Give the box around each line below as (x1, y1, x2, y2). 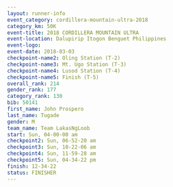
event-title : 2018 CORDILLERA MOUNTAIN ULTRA (7, 29, 139, 36)
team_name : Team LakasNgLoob (7, 125, 90, 132)
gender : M (7, 118, 36, 125)
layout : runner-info (7, 10, 66, 17)
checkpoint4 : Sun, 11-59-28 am (7, 150, 96, 158)
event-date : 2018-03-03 (7, 49, 75, 55)
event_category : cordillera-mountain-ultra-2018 (7, 16, 148, 23)
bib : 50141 (7, 99, 38, 106)
